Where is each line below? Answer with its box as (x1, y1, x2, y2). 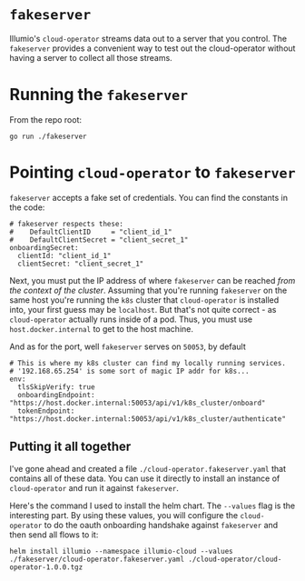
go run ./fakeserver (9, 132, 88, 141)
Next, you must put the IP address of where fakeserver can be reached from (9, 275, 296, 285)
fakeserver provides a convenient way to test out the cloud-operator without (9, 43, 296, 54)
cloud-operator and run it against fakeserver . (9, 482, 179, 493)
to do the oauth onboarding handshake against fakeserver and (44, 519, 279, 530)
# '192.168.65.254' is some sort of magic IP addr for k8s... (9, 366, 250, 376)
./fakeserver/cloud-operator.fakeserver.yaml (9, 555, 184, 564)
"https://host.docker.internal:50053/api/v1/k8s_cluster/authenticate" (9, 414, 286, 424)
